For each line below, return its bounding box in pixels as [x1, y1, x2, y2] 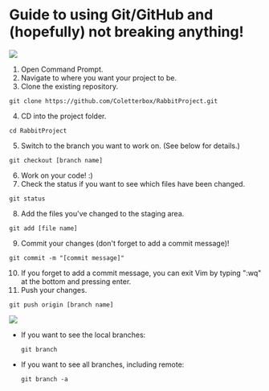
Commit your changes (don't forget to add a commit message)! [20, 238, 230, 248]
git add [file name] [9, 224, 79, 233]
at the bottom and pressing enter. [20, 276, 132, 286]
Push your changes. [20, 285, 88, 294]
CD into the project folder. [20, 111, 107, 121]
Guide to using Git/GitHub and [9, 6, 214, 24]
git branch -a [20, 375, 68, 383]
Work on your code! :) [20, 171, 93, 180]
